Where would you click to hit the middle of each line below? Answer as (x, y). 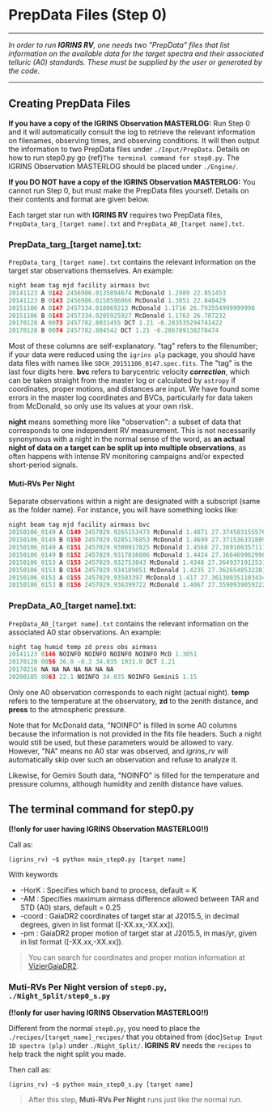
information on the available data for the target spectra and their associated (136, 53)
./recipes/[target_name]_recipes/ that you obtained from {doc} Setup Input (136, 1037)
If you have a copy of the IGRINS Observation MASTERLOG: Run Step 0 (130, 123)
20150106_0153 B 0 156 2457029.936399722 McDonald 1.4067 (106, 585)
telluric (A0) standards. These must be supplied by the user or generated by (136, 62)
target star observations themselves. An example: (91, 271)
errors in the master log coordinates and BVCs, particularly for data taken (131, 397)
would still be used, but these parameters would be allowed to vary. (121, 742)
